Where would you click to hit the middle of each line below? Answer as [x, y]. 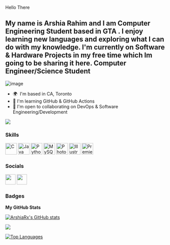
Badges [15, 196]
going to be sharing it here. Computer [66, 63]
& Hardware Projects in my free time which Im [79, 55]
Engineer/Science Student [48, 71]
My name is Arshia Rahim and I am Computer [78, 23]
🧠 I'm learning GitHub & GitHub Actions [54, 101]
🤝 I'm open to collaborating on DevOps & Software [65, 106]
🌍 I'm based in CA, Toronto [42, 93]
